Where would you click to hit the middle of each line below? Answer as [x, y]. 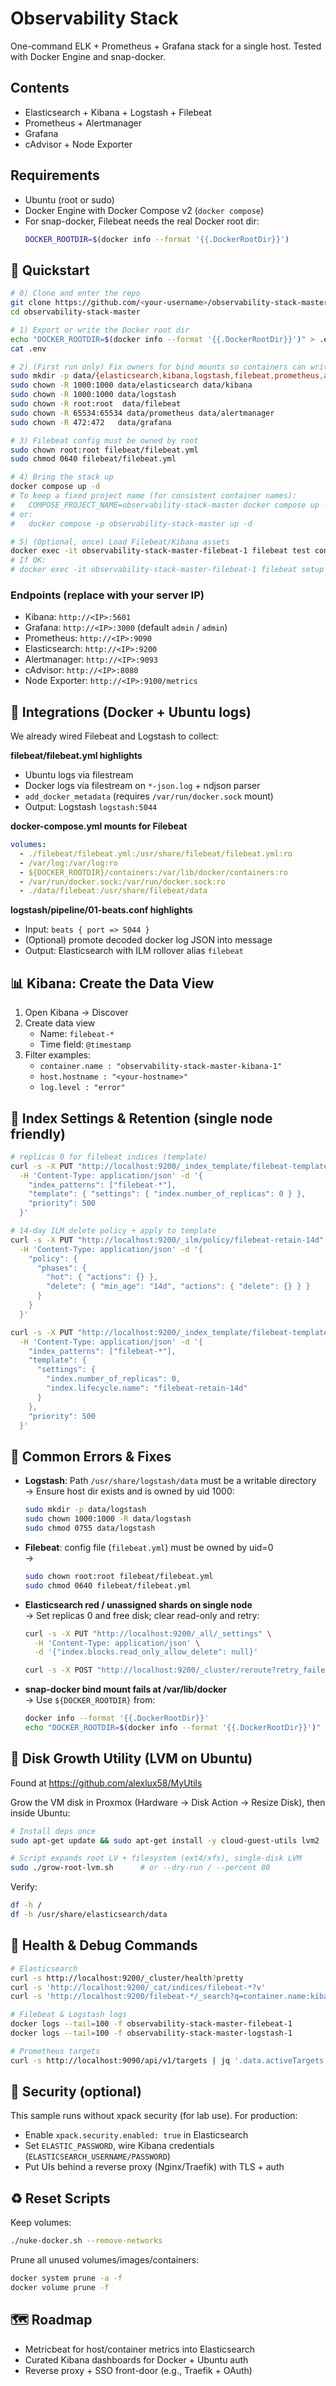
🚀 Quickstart [50, 270]
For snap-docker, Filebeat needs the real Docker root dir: [142, 221]
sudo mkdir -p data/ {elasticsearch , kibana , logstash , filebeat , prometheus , [167, 376]
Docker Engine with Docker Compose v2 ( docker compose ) [144, 210]
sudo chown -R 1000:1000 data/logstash [93, 395]
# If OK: [28, 560]
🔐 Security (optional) [76, 2092]
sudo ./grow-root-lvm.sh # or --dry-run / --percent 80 [140, 1868]
